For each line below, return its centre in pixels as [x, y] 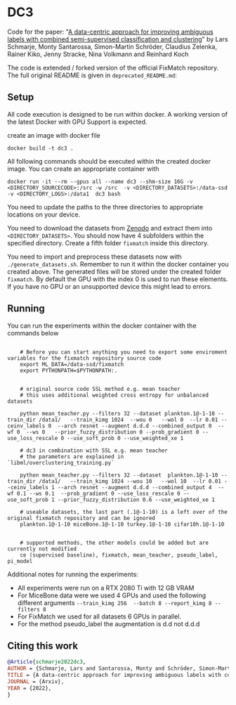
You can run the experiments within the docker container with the [102, 325]
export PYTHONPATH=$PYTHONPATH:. [69, 370]
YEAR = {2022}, [29, 688]
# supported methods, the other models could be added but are [114, 543]
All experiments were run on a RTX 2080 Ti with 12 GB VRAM [106, 588]
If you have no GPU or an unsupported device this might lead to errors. [110, 286]
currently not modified [42, 549]
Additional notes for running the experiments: [73, 574]
